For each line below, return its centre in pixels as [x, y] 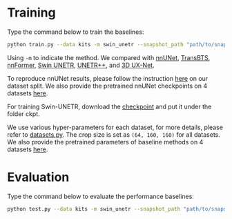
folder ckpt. [23, 114]
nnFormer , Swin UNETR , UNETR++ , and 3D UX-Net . [81, 65]
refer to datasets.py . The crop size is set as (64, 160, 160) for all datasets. [114, 134]
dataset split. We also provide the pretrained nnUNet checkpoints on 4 [107, 86]
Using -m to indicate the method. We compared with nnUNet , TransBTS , [109, 57]
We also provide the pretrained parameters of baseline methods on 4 [105, 142]
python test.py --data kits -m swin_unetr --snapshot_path [94, 209]
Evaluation [38, 177]
